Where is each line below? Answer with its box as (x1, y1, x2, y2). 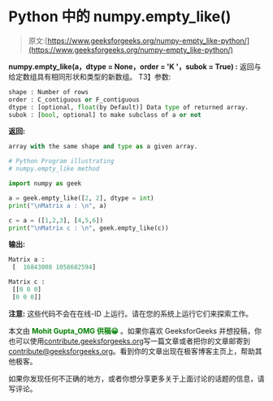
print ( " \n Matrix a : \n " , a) (8, 201, 107, 209)
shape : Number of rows (8, 88, 89, 96)
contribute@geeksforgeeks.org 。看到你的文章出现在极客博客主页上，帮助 (8, 346, 256, 356)
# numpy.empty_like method (8, 165, 100, 173)
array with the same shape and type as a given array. (8, 143, 198, 151)
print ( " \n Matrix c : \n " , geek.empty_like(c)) (8, 224, 169, 232)
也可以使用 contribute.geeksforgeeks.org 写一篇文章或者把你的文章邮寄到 (8, 336, 250, 346)
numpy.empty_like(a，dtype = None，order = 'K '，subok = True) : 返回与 (8, 62, 262, 71)
